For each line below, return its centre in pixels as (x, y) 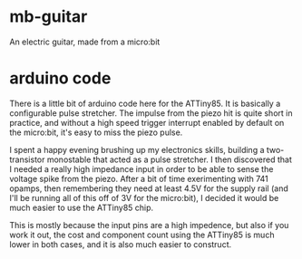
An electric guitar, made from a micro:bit (85, 42)
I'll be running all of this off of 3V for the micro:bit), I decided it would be (144, 197)
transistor (27, 159)
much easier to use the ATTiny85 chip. (82, 207)
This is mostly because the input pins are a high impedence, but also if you (149, 225)
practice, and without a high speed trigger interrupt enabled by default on (147, 122)
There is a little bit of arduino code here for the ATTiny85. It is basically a (145, 103)
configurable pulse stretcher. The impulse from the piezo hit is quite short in (151, 113)
